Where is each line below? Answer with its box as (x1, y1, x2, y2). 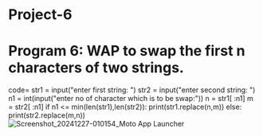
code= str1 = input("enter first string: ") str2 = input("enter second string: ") (8, 85, 256, 95)
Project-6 (8, 6, 73, 24)
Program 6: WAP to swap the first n (8, 42, 245, 60)
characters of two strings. (8, 59, 185, 77)
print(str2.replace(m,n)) (8, 111, 86, 120)
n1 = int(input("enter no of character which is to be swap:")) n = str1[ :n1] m (8, 94, 253, 103)
